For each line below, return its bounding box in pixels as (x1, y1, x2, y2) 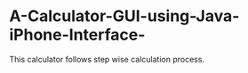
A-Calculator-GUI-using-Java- (9, 6, 240, 26)
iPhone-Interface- (9, 25, 146, 45)
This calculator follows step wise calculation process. (9, 54, 205, 64)
